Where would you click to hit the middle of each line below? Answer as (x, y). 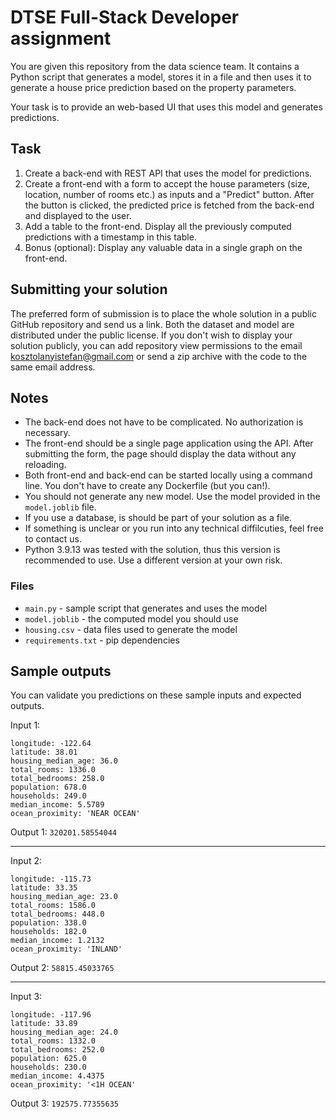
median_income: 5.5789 (57, 805)
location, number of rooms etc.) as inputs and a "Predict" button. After (169, 194)
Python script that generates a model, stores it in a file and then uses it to (161, 77)
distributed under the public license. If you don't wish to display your (151, 335)
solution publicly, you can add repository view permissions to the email (156, 345)
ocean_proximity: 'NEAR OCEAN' (75, 814)
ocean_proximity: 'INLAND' (66, 949)
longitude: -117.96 (51, 1015)
